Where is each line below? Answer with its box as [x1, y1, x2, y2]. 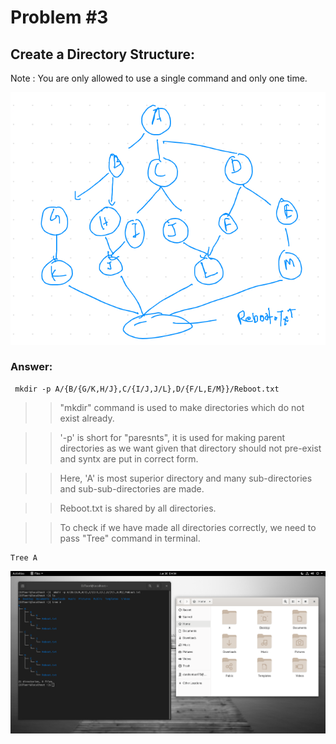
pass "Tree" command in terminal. [59, 532, 201, 544]
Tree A [10, 552, 38, 563]
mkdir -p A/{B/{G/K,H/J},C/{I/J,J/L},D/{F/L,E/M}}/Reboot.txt [14, 384, 280, 394]
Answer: [10, 360, 53, 374]
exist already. [59, 412, 115, 424]
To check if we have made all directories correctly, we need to [59, 521, 317, 533]
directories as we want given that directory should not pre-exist [59, 442, 322, 454]
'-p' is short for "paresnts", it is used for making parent [59, 431, 285, 443]
